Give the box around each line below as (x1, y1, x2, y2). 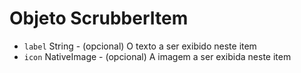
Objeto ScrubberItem (9, 7, 189, 30)
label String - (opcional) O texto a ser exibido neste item (23, 40, 257, 52)
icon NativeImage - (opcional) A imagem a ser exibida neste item (23, 50, 292, 62)
